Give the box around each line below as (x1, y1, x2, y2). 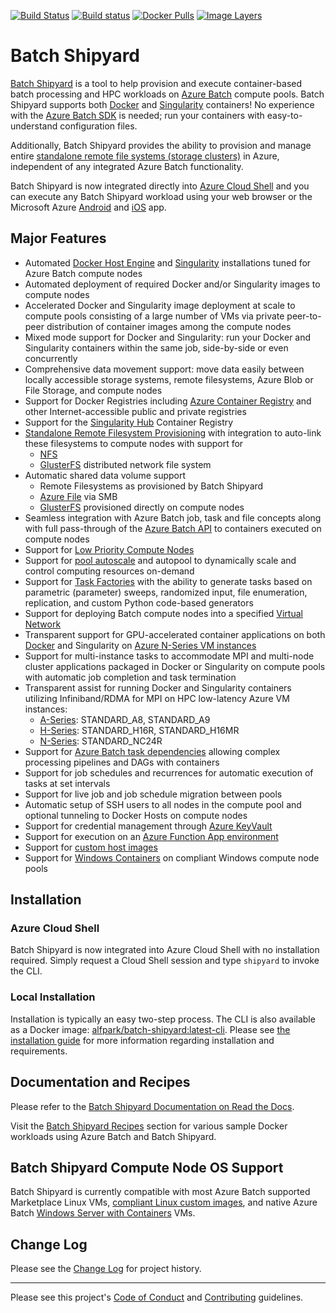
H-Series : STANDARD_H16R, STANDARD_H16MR (39, 724, 240, 736)
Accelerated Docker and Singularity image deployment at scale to (24, 299, 296, 311)
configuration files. (59, 120, 138, 132)
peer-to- (286, 310, 322, 322)
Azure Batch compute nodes (24, 267, 143, 279)
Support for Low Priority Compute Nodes (24, 543, 195, 555)
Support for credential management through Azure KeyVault (24, 820, 273, 832)
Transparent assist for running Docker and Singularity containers (24, 681, 292, 694)
